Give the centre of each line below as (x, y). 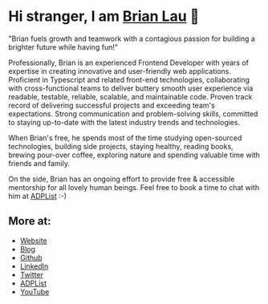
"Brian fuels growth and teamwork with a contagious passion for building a (132, 39)
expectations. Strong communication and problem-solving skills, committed (133, 113)
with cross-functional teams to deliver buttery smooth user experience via (131, 88)
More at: (30, 221)
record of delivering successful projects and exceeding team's (112, 105)
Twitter (32, 274)
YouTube (35, 291)
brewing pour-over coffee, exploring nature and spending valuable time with (134, 155)
